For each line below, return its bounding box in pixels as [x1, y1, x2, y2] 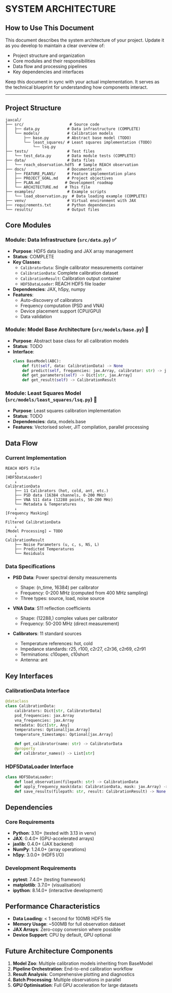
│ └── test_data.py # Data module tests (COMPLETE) [5, 153, 137, 158]
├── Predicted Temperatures [14, 547, 74, 552]
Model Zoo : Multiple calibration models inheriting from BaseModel [12, 960, 153, 966]
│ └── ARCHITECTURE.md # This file [5, 184, 91, 190]
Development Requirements [5, 864, 77, 872]
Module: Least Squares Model [5, 390, 81, 397]
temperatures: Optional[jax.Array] [14, 727, 91, 733]
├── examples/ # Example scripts [5, 189, 106, 194]
